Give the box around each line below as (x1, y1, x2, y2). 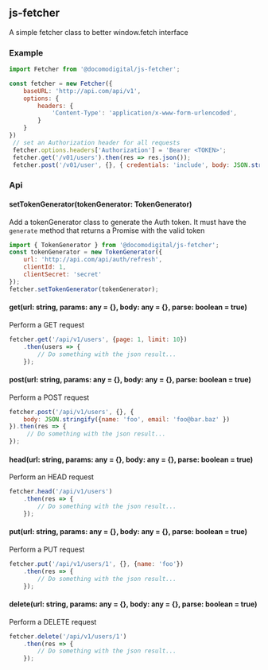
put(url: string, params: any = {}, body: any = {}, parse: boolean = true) (9, 527, 248, 536)
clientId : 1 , (23, 263, 67, 271)
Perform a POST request (9, 393, 90, 402)
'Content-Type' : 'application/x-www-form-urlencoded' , (51, 109, 238, 118)
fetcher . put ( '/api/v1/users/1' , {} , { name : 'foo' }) (9, 560, 184, 567)
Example (9, 47, 44, 58)
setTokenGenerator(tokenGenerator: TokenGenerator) (9, 199, 192, 209)
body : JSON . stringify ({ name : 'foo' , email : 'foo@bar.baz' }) (23, 415, 231, 424)
